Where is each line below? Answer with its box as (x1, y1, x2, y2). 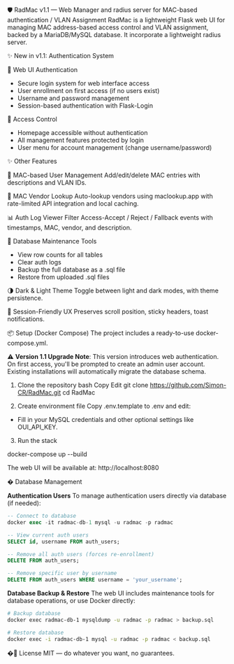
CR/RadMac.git (17, 388, 61, 397)
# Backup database (7, 610, 61, 617)
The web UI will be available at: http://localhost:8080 (7, 464, 159, 472)
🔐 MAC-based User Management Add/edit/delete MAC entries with (7, 171, 200, 179)
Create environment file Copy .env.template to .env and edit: (17, 402, 191, 410)
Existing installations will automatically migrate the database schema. (7, 367, 206, 376)
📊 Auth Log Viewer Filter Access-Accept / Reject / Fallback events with (7, 213, 213, 222)
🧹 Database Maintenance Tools (7, 237, 97, 245)
